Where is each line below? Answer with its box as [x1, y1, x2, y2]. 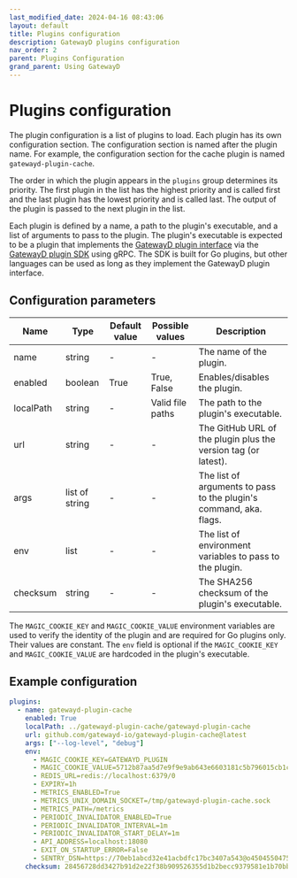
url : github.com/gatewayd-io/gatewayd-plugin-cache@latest [25, 730, 247, 739]
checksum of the [198, 586, 269, 598]
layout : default [9, 21, 69, 30]
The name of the [198, 345, 268, 358]
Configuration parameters [9, 293, 156, 308]
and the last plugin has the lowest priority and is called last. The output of [9, 194, 277, 204]
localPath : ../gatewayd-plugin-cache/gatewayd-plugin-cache [25, 722, 251, 731]
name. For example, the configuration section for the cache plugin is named [9, 148, 286, 159]
